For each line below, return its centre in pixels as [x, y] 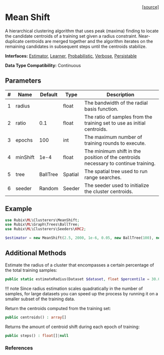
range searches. [103, 177]
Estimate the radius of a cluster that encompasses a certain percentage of [80, 265]
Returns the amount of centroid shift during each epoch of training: [72, 327]
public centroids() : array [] [36, 317]
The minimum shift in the [113, 151]
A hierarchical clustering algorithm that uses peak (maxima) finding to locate [82, 31]
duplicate [14, 41]
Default [49, 94]
